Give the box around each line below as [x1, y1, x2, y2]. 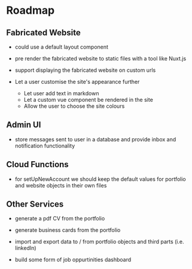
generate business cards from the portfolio [14, 226, 121, 234]
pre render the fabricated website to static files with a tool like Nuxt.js [14, 55, 187, 62]
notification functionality [14, 142, 75, 149]
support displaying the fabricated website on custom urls [14, 67, 156, 74]
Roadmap [6, 4, 55, 17]
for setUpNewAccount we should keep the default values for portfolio [14, 175, 187, 183]
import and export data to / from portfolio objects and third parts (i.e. [14, 238, 184, 246]
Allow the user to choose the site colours [23, 102, 125, 110]
